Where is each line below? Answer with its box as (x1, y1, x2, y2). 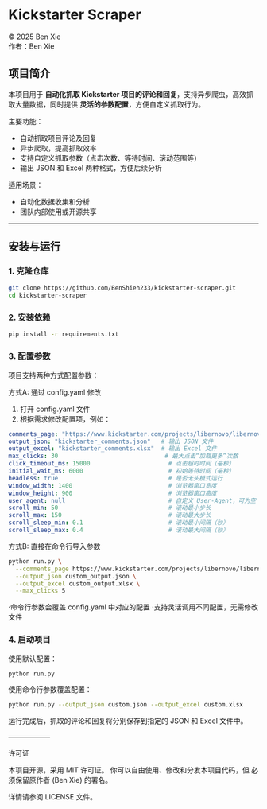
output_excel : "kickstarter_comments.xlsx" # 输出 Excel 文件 (8, 445, 217, 453)
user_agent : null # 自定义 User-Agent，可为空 (8, 496, 257, 504)
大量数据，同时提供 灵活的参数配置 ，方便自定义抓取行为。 (14, 99, 205, 109)
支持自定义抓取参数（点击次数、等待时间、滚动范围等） (19, 153, 201, 162)
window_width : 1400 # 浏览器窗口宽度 (8, 481, 217, 490)
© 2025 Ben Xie (8, 32, 61, 41)
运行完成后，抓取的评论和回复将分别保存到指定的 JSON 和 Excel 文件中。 (8, 716, 248, 725)
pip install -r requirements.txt (8, 330, 119, 339)
